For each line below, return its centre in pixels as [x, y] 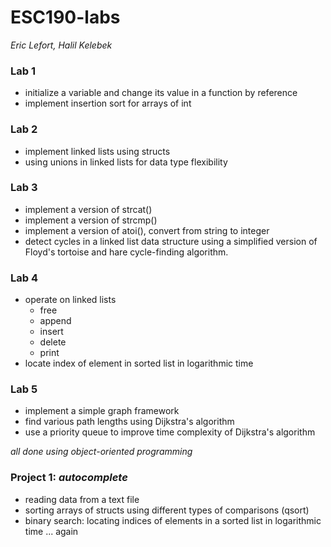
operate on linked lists [70, 300]
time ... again [51, 531]
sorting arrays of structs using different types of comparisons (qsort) [167, 510]
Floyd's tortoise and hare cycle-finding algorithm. [126, 252]
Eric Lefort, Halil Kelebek [61, 45]
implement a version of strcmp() [91, 220]
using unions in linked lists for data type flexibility [126, 162]
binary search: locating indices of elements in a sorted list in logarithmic [173, 520]
